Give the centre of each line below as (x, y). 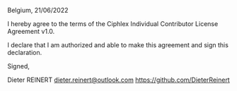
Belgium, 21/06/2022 (38, 10)
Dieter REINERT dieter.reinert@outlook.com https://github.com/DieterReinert (118, 80)
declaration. (25, 53)
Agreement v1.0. (31, 31)
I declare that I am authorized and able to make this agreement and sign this (118, 45)
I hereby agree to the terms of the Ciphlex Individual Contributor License (113, 24)
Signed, (18, 66)
